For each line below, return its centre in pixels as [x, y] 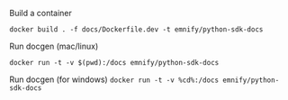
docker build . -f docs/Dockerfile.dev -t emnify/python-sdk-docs [136, 30]
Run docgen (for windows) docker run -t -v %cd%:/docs [114, 79]
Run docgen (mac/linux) [54, 46]
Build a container [40, 13]
